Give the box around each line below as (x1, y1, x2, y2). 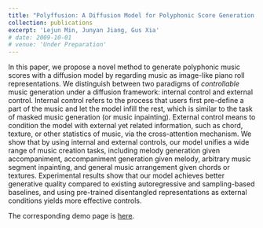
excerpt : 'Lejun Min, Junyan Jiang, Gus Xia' (8, 26, 159, 34)
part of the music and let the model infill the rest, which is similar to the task (8, 104, 254, 114)
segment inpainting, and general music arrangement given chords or (8, 163, 230, 172)
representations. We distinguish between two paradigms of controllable (8, 79, 240, 89)
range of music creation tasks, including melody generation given (8, 146, 221, 156)
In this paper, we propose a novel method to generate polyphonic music (8, 62, 241, 72)
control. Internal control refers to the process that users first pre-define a (8, 96, 245, 105)
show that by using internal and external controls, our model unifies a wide (8, 138, 250, 147)
